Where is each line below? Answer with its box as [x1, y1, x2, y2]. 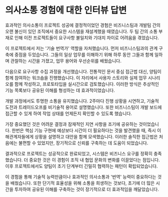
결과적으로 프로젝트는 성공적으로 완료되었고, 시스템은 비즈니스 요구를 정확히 [5, 150, 153, 156]
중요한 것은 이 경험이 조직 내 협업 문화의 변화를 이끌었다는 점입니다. [29, 156, 160, 163]
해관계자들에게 [5, 133, 34, 139]
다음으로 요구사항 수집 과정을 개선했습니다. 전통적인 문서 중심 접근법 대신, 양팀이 [5, 68, 162, 74]
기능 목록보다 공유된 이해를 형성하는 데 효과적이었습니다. [5, 87, 115, 93]
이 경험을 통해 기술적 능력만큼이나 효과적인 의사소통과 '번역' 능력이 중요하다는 [5, 173, 156, 179]
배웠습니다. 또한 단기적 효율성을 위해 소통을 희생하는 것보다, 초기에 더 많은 [10, 180, 155, 186]
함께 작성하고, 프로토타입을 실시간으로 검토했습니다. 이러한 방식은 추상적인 [14, 81, 159, 87]
